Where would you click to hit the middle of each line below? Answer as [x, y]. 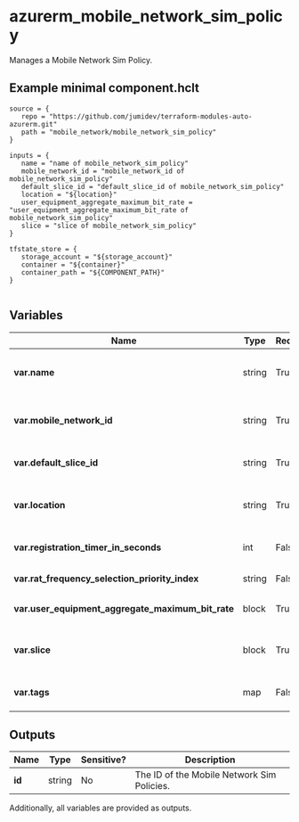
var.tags [32, 692]
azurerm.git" [33, 124]
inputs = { [29, 155]
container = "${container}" [73, 265]
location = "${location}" [69, 194]
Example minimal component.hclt [105, 88]
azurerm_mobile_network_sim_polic [146, 16]
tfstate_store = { [43, 249]
